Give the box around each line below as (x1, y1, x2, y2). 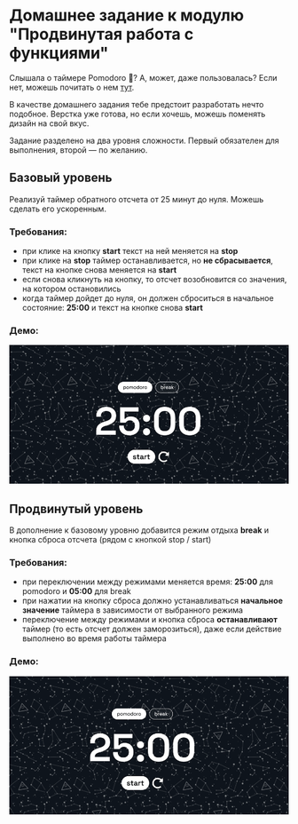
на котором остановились (21, 283, 122, 294)
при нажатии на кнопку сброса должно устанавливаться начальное (21, 596, 284, 606)
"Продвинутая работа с (9, 24, 194, 44)
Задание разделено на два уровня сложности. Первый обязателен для (9, 135, 279, 146)
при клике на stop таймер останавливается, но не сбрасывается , (21, 255, 273, 266)
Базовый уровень (9, 170, 113, 186)
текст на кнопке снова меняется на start (21, 265, 177, 275)
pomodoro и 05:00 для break (21, 586, 131, 597)
